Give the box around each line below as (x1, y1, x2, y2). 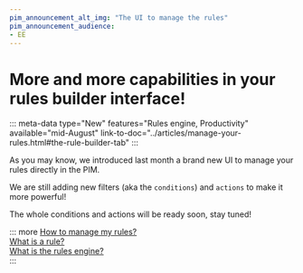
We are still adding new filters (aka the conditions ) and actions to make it (9, 182, 283, 193)
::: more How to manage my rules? (9, 227, 137, 238)
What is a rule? (9, 236, 65, 247)
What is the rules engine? (9, 246, 104, 257)
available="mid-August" (9, 127, 99, 138)
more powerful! (9, 192, 67, 202)
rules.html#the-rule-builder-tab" (9, 137, 129, 148)
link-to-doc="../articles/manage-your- (100, 127, 241, 138)
